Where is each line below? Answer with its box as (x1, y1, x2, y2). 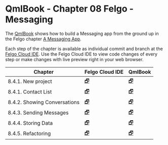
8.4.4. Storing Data (8, 120, 53, 127)
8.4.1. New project (8, 78, 52, 85)
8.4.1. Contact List (8, 88, 52, 95)
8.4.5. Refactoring (8, 130, 51, 137)
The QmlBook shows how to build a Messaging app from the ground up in (5, 30, 159, 36)
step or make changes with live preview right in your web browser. (5, 56, 144, 62)
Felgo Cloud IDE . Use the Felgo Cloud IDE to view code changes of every (5, 51, 158, 57)
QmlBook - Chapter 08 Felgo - (5, 3, 134, 15)
